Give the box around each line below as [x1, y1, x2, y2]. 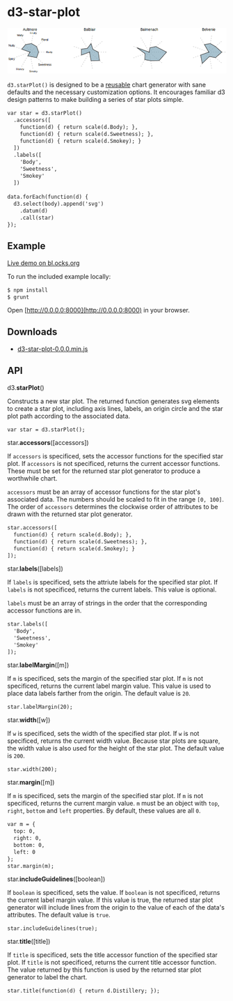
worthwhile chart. [7, 474, 58, 482]
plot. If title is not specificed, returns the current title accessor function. [7, 958, 217, 966]
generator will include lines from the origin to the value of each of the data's [7, 903, 225, 911]
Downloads [7, 326, 58, 338]
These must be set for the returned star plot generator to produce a [7, 467, 200, 475]
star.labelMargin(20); [7, 703, 73, 710]
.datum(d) [19, 207, 49, 215]
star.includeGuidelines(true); [7, 925, 98, 932]
